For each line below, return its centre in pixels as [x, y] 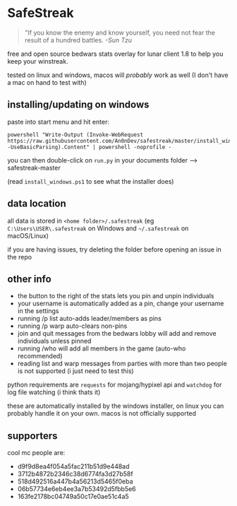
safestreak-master [34, 167]
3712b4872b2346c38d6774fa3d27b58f [75, 474]
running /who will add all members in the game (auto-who [102, 348]
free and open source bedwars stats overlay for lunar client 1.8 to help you [115, 54]
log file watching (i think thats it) [54, 392]
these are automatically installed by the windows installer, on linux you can [116, 406]
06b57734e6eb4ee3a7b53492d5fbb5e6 [77, 489]
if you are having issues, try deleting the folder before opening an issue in [114, 249]
